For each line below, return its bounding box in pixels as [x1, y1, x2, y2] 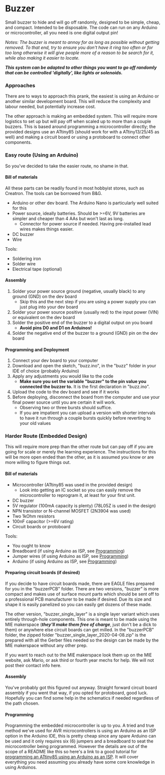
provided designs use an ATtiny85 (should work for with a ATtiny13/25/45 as [5, 129, 160, 135]
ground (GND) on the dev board [12, 293, 77, 299]
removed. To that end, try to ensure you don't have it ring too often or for [5, 44, 153, 50]
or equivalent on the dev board [12, 314, 75, 320]
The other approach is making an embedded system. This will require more [5, 113, 158, 119]
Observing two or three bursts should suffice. [19, 405, 112, 411]
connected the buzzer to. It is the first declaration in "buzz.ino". [19, 384, 150, 389]
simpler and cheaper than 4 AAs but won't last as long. [12, 215, 124, 222]
